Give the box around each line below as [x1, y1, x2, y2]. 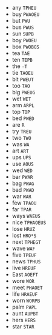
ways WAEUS [11, 213, 41, 219]
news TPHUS [11, 258, 41, 265]
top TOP [11, 108, 30, 115]
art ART [11, 147, 29, 154]
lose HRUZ [11, 225, 35, 232]
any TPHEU [11, 4, 37, 11]
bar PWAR [11, 173, 33, 180]
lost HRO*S [11, 231, 37, 239]
